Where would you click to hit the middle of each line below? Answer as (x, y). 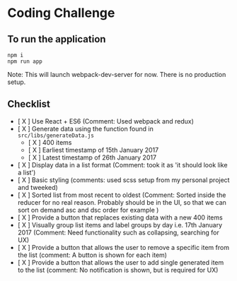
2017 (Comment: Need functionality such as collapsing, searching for (118, 232)
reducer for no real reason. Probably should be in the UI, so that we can (122, 202)
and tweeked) (37, 187)
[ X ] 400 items (50, 142)
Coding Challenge (61, 13)
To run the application (57, 39)
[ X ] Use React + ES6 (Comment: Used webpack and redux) (106, 121)
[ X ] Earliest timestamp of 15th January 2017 (93, 150)
